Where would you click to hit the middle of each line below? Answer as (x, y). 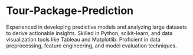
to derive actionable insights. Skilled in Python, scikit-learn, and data (89, 33)
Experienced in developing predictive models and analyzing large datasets (97, 27)
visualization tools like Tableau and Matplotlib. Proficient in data (83, 39)
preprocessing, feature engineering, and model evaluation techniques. (91, 46)
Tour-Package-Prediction (70, 11)
